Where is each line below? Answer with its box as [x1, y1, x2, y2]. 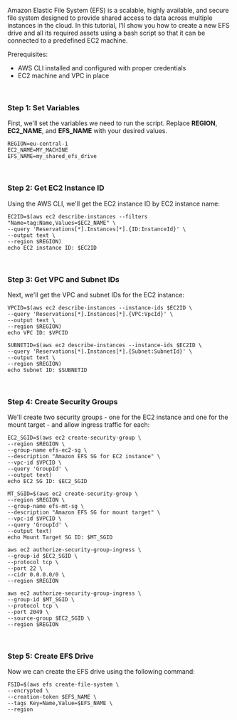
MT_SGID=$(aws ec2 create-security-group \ [7, 490, 139, 497]
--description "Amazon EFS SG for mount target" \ [7, 509, 161, 517]
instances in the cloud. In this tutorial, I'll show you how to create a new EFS [7, 21, 230, 29]
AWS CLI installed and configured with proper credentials [17, 64, 186, 72]
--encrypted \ [7, 687, 50, 694]
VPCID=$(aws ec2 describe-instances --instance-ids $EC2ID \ [7, 304, 193, 312]
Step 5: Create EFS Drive [7, 651, 94, 661]
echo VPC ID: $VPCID [7, 329, 69, 337]
